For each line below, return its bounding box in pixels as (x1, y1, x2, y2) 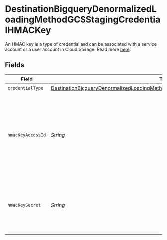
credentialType (7, 85, 44, 91)
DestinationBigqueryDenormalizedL (5, 3, 157, 15)
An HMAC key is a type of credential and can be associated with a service (5, 41, 157, 47)
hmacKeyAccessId (7, 132, 46, 138)
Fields (5, 61, 25, 69)
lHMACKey (5, 25, 51, 36)
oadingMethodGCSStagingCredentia (5, 14, 161, 25)
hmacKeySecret (7, 202, 41, 208)
